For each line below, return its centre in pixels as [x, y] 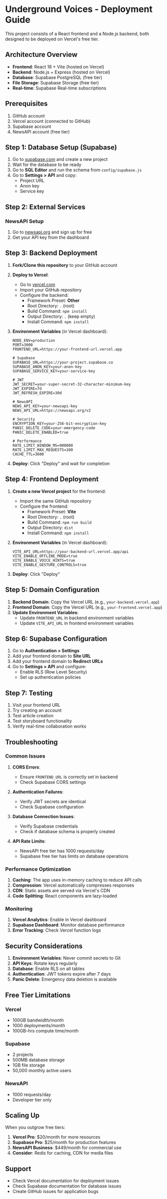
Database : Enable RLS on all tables [48, 969]
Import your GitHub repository [51, 290]
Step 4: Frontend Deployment [52, 479]
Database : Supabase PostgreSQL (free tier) [57, 77]
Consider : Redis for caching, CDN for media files [63, 1153]
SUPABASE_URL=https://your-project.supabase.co [63, 362]
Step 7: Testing [29, 693]
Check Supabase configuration [52, 807]
